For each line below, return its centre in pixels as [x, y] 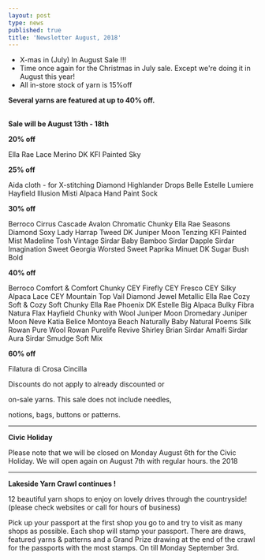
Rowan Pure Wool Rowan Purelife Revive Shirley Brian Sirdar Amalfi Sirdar [128, 330]
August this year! [47, 77]
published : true [35, 30]
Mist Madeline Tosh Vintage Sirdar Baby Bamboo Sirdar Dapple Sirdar [121, 241]
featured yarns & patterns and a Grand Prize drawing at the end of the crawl [132, 539]
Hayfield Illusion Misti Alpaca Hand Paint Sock [83, 193]
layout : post [30, 15]
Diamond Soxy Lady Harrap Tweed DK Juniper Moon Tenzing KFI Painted [127, 233]
